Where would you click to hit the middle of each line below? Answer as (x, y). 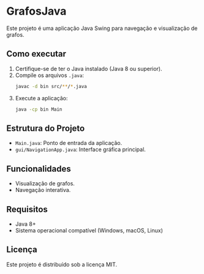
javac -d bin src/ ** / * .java (51, 86)
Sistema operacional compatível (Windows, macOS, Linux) (89, 230)
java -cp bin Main (39, 109)
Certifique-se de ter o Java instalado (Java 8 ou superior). (89, 68)
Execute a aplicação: (41, 98)
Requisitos (27, 209)
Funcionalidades (39, 168)
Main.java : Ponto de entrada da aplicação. (69, 143)
